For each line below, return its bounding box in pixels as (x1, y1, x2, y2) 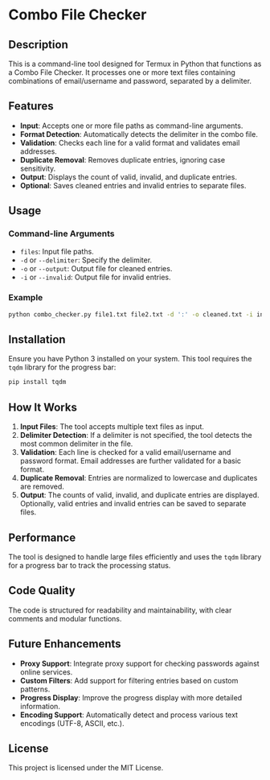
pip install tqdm (8, 378, 67, 386)
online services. (19, 667, 73, 677)
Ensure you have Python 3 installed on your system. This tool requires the (8, 354, 252, 364)
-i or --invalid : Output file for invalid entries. (19, 272, 171, 282)
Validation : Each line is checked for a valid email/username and (19, 448, 231, 457)
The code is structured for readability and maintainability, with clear (8, 605, 232, 615)
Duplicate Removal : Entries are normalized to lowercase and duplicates (19, 473, 258, 483)
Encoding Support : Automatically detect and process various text (19, 710, 239, 720)
